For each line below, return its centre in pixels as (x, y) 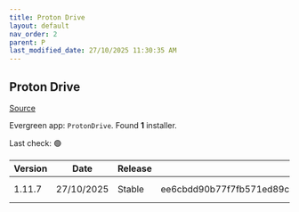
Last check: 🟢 (36, 143)
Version (31, 168)
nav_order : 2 (33, 34)
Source (22, 108)
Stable (131, 189)
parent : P (28, 42)
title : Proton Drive (48, 17)
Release (135, 168)
